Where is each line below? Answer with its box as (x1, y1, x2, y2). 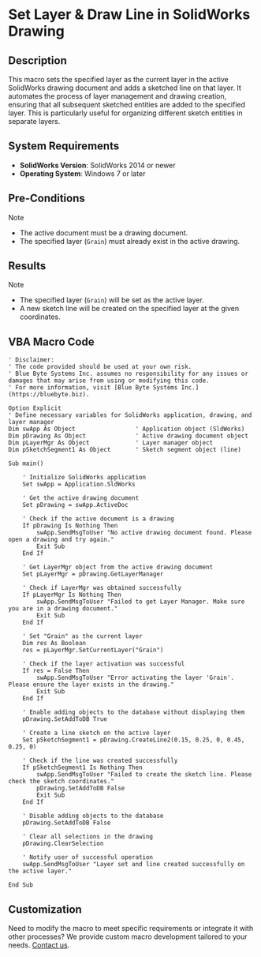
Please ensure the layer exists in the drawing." (8, 681, 175, 689)
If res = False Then (22, 667, 90, 675)
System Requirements (8, 140, 120, 153)
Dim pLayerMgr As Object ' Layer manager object (8, 439, 214, 447)
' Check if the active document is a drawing (22, 515, 175, 523)
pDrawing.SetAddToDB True (22, 715, 108, 723)
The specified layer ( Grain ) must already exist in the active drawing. (19, 236, 240, 246)
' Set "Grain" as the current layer (22, 632, 144, 640)
